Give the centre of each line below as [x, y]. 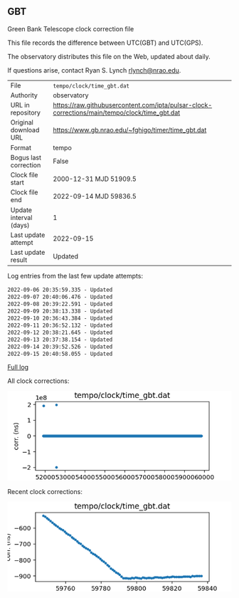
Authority [24, 95]
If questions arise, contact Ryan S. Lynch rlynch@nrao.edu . [94, 70]
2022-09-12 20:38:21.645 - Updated [60, 332]
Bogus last [26, 157]
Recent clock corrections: [45, 492]
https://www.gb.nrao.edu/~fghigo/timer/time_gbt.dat [130, 130]
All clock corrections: [38, 381]
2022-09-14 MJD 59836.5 [95, 196]
